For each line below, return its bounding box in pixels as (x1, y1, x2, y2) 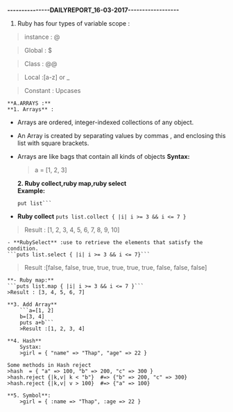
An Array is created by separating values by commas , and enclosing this (17, 132, 226, 139)
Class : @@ (24, 60, 58, 68)
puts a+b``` (19, 319, 54, 326)
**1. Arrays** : (7, 106, 54, 113)
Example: (17, 187, 45, 195)
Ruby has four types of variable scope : (17, 19, 130, 27)
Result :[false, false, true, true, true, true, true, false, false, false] (24, 264, 207, 271)
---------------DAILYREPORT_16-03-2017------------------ (7, 6, 180, 14)
